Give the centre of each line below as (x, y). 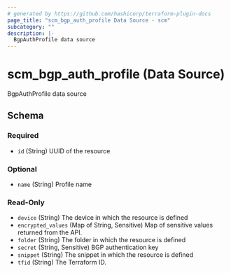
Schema (26, 116)
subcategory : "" (31, 27)
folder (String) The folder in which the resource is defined (101, 240)
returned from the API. (50, 232)
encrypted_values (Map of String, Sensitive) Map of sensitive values (115, 225)
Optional (22, 169)
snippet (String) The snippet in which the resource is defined (105, 255)
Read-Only (26, 202)
